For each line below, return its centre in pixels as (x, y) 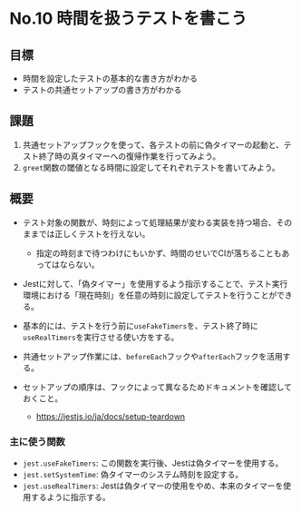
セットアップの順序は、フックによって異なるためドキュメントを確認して (157, 387)
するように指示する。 (70, 496)
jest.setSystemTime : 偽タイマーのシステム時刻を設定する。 (133, 474)
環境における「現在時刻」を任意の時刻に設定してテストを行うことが (150, 295)
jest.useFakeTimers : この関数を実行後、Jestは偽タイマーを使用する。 (153, 463)
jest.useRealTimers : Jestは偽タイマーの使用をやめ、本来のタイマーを (153, 486)
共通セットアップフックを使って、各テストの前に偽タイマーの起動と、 (153, 144)
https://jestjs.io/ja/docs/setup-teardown (111, 416)
